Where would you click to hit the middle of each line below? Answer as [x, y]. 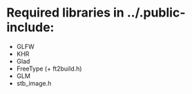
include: [30, 27]
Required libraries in [66, 13]
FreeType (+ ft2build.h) [49, 68]
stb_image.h [34, 83]
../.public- [156, 13]
